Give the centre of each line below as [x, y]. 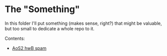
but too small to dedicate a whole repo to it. [50, 28]
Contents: [15, 38]
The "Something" [42, 9]
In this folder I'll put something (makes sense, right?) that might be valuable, [83, 23]
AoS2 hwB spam [29, 48]
